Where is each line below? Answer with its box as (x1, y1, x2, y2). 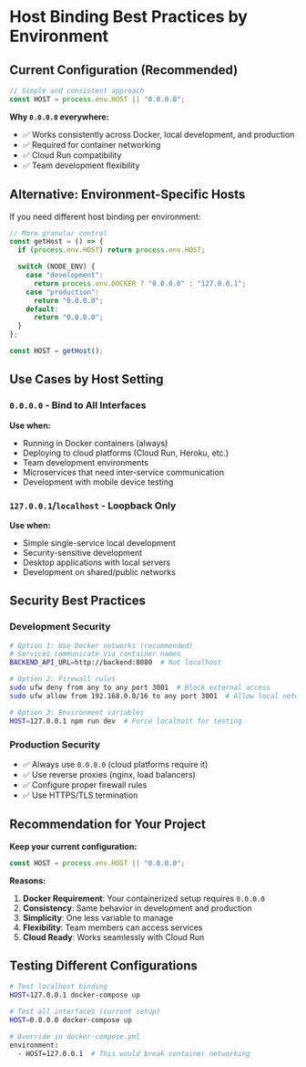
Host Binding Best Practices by (9, 6, 249, 27)
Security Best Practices (9, 593, 147, 609)
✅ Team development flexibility (22, 160, 140, 171)
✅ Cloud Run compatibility (22, 149, 122, 161)
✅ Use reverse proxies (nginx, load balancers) (22, 769, 196, 779)
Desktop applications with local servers (22, 557, 171, 568)
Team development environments (22, 456, 148, 467)
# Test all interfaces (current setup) (9, 1007, 161, 1017)
